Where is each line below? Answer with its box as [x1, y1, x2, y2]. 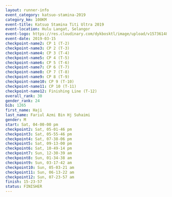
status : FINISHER [5, 184, 42, 189]
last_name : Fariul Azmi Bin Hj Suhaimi [5, 112, 91, 118]
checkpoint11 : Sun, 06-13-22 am [5, 170, 74, 175]
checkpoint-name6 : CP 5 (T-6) [5, 60, 70, 65]
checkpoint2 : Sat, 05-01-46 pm [5, 127, 72, 132]
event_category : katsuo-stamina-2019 [5, 12, 86, 17]
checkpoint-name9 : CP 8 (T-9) [5, 74, 70, 80]
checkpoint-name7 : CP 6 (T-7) [5, 65, 70, 70]
